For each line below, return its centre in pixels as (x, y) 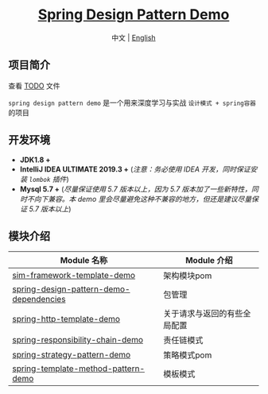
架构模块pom (187, 276)
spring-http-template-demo (66, 319)
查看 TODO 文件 (35, 86)
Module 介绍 (209, 261)
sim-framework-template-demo (74, 276)
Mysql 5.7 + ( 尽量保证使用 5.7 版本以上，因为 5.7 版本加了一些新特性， (136, 189)
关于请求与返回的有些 (203, 314)
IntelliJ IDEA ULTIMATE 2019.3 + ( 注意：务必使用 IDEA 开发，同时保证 (135, 169)
